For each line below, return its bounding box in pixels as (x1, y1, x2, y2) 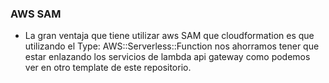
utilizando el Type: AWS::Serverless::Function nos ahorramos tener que (24, 40, 320, 52)
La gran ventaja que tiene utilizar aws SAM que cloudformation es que (24, 30, 315, 42)
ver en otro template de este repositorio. (24, 62, 192, 74)
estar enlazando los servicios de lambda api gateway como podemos (24, 51, 311, 63)
